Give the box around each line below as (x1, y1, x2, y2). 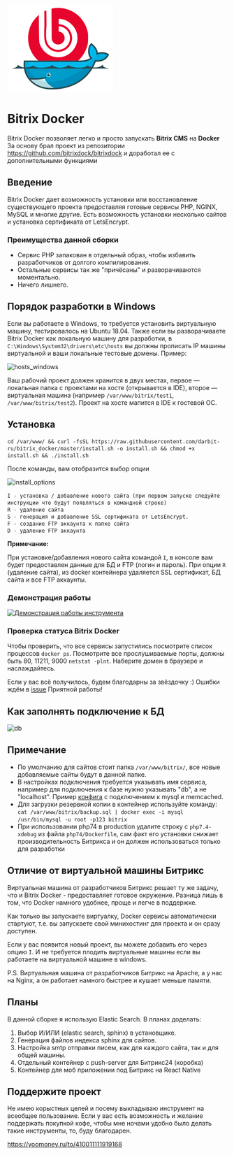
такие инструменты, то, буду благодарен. (7, 1126, 132, 1135)
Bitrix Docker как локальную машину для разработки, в (7, 334, 173, 343)
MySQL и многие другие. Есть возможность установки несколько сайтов (7, 210, 227, 218)
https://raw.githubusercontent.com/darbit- (92, 438, 220, 445)
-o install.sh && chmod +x (116, 445, 196, 452)
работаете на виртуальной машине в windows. (7, 955, 147, 963)
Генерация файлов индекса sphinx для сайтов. (17, 1035, 157, 1044)
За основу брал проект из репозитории (7, 141, 125, 150)
